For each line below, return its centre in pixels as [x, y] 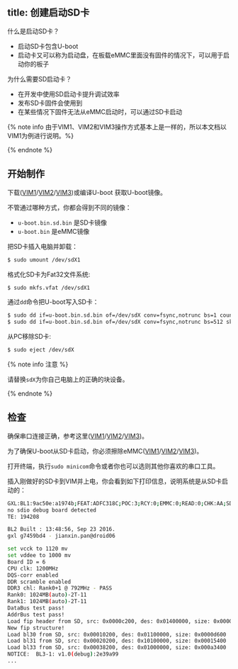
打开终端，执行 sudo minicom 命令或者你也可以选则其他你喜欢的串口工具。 [113, 466]
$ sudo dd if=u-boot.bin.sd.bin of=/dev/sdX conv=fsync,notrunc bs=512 [115, 322]
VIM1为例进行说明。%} [41, 135]
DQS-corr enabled [33, 575]
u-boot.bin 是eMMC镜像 [53, 231]
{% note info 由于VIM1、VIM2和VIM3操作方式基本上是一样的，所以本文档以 [117, 127]
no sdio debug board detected [52, 510]
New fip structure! [36, 628]
